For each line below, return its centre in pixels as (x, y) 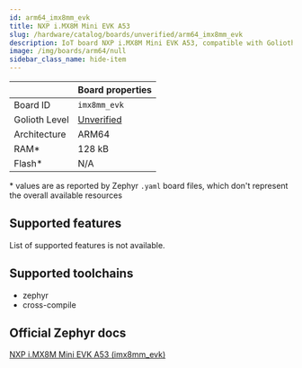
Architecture (40, 134)
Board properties (115, 90)
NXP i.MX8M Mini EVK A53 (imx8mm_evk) (88, 355)
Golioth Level (41, 120)
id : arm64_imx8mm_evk (50, 18)
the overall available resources (66, 195)
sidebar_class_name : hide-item (68, 59)
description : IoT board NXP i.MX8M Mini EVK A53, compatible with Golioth (152, 43)
